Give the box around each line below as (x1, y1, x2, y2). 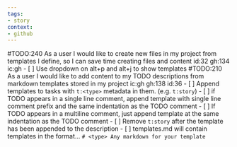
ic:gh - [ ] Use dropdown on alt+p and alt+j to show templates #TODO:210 (7, 64, 223, 73)
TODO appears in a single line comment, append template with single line (7, 95, 221, 103)
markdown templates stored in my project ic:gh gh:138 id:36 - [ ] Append (7, 79, 220, 88)
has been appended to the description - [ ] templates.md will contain (7, 124, 207, 133)
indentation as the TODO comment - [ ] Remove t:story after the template (7, 117, 224, 126)
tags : (7, 10, 23, 18)
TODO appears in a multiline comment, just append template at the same (7, 110, 219, 118)
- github (7, 30, 33, 37)
